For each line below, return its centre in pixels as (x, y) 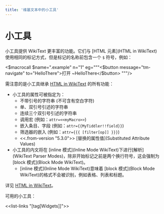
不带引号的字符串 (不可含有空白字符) (57, 100)
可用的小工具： (20, 196)
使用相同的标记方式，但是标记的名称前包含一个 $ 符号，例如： (69, 57)
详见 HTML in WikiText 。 (31, 185)
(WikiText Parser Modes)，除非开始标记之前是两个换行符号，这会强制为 (86, 156)
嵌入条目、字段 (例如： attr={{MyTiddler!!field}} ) (72, 125)
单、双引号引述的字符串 (44, 107)
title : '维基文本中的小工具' (32, 10)
